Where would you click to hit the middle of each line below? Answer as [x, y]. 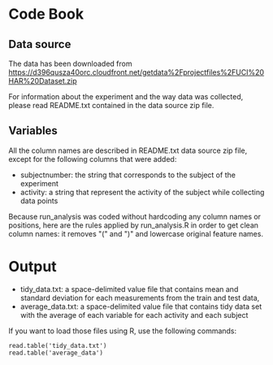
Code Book [46, 14]
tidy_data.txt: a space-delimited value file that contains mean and [129, 289]
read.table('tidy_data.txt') [58, 345]
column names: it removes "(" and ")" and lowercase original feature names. [136, 233]
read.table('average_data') [56, 353]
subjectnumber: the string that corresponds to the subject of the [128, 175]
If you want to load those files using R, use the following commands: [123, 331]
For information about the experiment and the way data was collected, [126, 97]
